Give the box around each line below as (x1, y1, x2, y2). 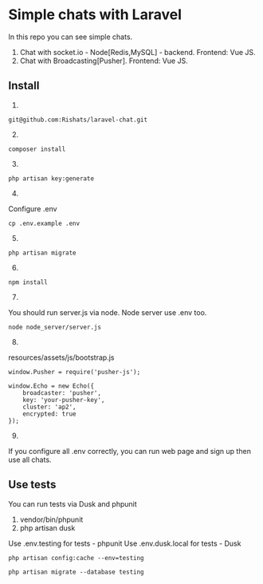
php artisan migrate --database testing (8, 568, 145, 576)
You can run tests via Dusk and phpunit (8, 499, 137, 508)
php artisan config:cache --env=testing (8, 554, 145, 562)
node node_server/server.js (8, 323, 102, 331)
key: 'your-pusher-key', (22, 396, 105, 404)
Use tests (8, 478, 57, 491)
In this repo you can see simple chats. (8, 32, 133, 41)
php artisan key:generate (8, 174, 94, 183)
